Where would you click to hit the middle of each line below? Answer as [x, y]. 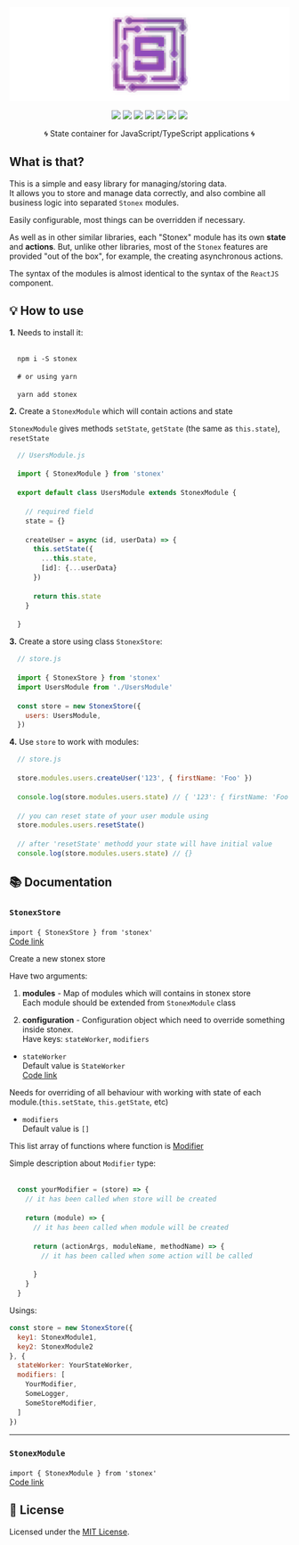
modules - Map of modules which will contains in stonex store [136, 993]
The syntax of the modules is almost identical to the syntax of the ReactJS [144, 273]
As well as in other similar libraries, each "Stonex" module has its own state [148, 237]
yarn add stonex [47, 394]
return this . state [67, 596]
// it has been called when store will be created [121, 1199]
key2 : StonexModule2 [55, 1347]
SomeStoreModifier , [61, 1403]
